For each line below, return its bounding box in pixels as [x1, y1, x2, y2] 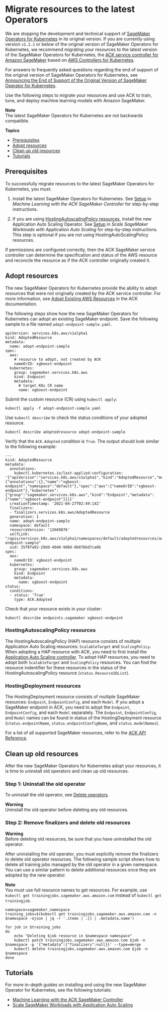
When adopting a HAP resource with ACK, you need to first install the [5, 649, 147, 655]
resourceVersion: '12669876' [9, 527, 70, 532]
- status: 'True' [9, 592, 46, 597]
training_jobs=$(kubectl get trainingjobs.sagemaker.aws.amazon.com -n [5, 911, 157, 916]
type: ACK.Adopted [14, 597, 52, 602]
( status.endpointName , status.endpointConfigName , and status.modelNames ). [5, 720, 160, 726]
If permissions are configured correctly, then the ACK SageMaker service [5, 247, 156, 253]
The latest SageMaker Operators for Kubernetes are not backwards [5, 112, 143, 118]
